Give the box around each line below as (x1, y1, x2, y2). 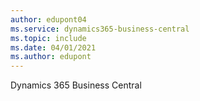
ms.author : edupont (10, 52, 92, 62)
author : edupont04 (10, 14, 87, 25)
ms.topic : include (10, 33, 87, 43)
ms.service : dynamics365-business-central (10, 24, 190, 34)
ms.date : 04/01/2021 (10, 42, 97, 53)
